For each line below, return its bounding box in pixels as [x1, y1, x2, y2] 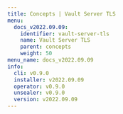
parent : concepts [20, 43, 72, 50]
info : [7, 63, 23, 70]
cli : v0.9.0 [14, 69, 50, 76]
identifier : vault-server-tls [20, 30, 110, 38]
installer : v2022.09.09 [14, 76, 84, 84]
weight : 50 [20, 50, 53, 57]
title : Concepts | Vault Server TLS [7, 10, 116, 18]
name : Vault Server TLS [20, 37, 91, 44]
